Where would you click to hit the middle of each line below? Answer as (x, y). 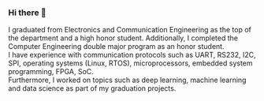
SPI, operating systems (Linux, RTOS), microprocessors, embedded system (131, 63)
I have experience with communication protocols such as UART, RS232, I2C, (132, 55)
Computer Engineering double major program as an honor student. (116, 47)
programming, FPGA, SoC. (51, 72)
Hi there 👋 (28, 13)
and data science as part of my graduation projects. (92, 88)
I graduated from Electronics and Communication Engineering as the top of (130, 30)
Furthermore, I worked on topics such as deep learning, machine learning (127, 80)
